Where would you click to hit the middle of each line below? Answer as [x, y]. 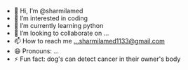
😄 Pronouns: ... [36, 51]
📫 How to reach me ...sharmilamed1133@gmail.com [89, 41]
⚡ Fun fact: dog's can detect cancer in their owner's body [97, 59]
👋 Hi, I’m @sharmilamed [48, 11]
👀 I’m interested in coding [51, 18]
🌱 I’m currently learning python [59, 26]
